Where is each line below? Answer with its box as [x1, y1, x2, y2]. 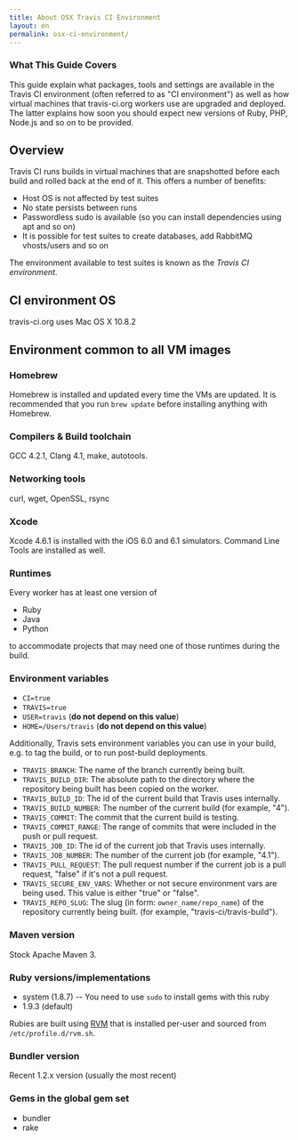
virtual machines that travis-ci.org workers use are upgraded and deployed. [9, 98, 286, 109]
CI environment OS [9, 293, 117, 308]
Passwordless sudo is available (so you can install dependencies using [21, 212, 282, 222]
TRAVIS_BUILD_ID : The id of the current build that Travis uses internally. [21, 793, 281, 804]
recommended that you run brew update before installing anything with [9, 398, 269, 409]
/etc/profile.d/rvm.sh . [9, 1028, 96, 1039]
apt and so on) [21, 222, 76, 232]
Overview [9, 143, 65, 158]
